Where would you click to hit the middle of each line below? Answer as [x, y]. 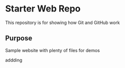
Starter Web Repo [43, 9]
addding [14, 60]
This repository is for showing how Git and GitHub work [62, 22]
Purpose [19, 38]
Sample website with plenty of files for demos [53, 50]
